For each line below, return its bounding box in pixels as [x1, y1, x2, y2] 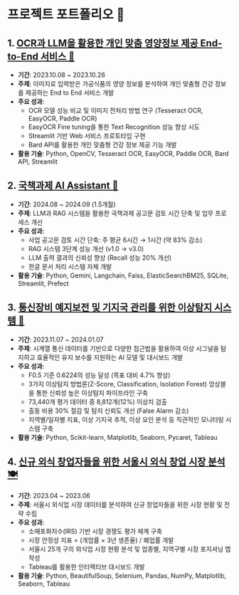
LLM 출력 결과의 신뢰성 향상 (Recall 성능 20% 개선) [28, 253, 172, 262]
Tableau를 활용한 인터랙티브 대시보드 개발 [28, 563, 145, 572]
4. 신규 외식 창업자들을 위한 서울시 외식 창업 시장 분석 [7, 456, 225, 468]
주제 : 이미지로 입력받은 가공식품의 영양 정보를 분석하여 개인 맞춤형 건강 [17, 80, 213, 88]
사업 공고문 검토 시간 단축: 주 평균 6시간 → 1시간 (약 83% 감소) [28, 236, 203, 244]
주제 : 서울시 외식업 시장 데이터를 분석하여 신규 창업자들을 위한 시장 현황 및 [17, 500, 223, 509]
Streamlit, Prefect [17, 279, 69, 288]
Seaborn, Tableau [17, 579, 70, 588]
